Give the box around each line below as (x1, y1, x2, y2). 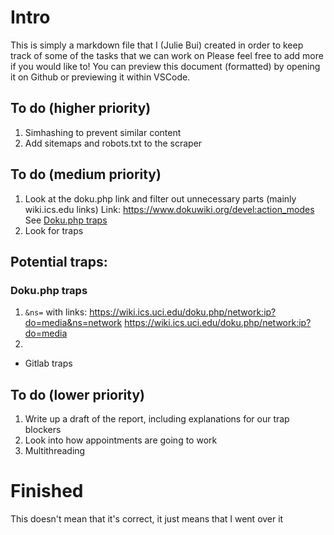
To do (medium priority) (10, 166, 162, 183)
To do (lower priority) (10, 386, 145, 403)
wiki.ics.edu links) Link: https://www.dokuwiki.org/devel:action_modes (24, 203, 315, 215)
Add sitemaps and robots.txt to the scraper (24, 137, 203, 149)
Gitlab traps (24, 357, 73, 370)
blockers (24, 424, 62, 436)
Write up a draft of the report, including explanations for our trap (24, 413, 290, 425)
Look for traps (24, 224, 84, 236)
